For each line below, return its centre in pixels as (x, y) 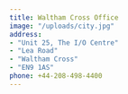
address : (26, 34)
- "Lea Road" (34, 51)
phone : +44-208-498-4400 (56, 76)
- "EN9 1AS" (32, 68)
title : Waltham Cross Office (64, 17)
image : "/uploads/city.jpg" (62, 26)
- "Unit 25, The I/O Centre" (64, 43)
